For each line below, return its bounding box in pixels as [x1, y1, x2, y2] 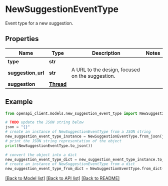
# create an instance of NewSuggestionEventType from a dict [5, 161, 135, 166]
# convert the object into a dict [5, 152, 77, 157]
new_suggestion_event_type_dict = [5, 157, 77, 162]
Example [5, 98, 33, 106]
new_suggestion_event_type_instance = [5, 134, 86, 139]
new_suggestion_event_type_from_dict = [5, 166, 88, 171]
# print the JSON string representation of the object [5, 138, 122, 143]
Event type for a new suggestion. [5, 20, 73, 26]
